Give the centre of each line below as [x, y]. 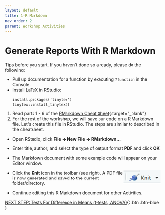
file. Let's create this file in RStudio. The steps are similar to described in [86, 124]
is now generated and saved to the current [55, 178]
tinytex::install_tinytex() [41, 105]
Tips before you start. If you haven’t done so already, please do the [73, 65]
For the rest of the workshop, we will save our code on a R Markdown [83, 119]
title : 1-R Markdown [26, 16]
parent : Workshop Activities [35, 26]
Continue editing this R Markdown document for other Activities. [77, 193]
